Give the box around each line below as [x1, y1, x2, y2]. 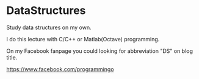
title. [6, 53, 18, 61]
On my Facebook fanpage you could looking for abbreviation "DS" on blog [6, 47, 194, 55]
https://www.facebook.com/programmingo [6, 65, 114, 73]
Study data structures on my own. [6, 24, 92, 31]
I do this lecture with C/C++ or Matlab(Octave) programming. [6, 35, 160, 43]
